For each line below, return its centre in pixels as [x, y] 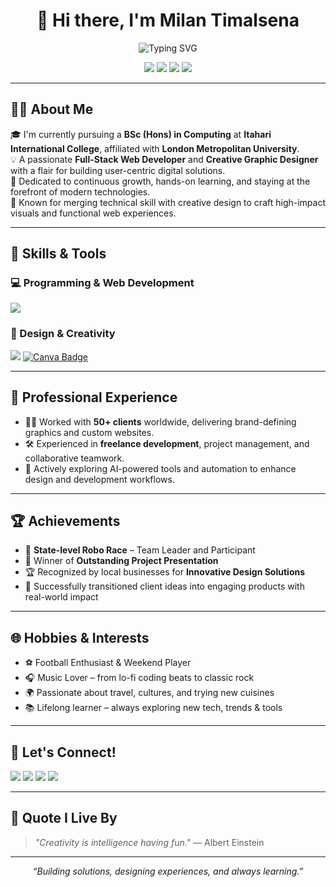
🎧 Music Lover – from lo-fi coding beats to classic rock [139, 678]
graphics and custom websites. [89, 432]
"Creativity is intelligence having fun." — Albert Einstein [149, 842]
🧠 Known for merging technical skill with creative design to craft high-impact [168, 202]
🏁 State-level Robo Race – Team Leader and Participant [140, 550]
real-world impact [61, 597]
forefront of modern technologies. [80, 191]
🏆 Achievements [65, 520]
